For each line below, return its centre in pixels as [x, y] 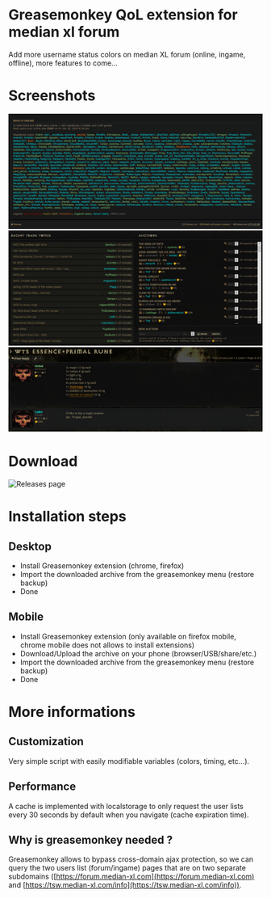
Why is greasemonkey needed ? [91, 839]
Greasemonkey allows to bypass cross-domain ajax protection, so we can [131, 859]
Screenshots [52, 96]
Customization [46, 742]
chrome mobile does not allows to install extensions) [107, 645]
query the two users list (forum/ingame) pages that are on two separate [127, 868]
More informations [72, 712]
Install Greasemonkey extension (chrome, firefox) [102, 565]
